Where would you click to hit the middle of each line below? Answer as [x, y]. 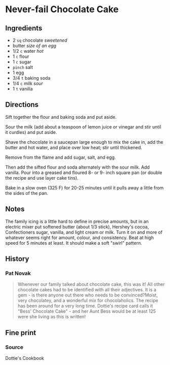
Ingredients [24, 28]
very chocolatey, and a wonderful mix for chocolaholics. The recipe [88, 301]
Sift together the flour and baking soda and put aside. [61, 117]
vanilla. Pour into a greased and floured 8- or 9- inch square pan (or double [84, 172]
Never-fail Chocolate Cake [62, 9]
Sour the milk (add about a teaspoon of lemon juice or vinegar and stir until [83, 127]
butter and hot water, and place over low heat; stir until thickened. [74, 147]
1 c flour [21, 56]
